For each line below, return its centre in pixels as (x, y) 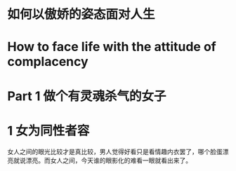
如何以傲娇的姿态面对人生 (81, 14)
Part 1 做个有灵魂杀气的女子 (87, 96)
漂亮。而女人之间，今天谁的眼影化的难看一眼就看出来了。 (109, 160)
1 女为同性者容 (48, 131)
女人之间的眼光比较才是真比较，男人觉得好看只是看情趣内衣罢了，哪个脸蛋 (115, 151)
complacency (48, 62)
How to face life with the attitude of (112, 47)
